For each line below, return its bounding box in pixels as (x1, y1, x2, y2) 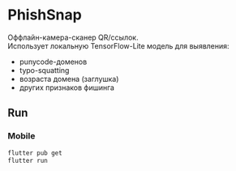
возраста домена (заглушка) (19, 74, 119, 83)
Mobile (7, 130, 36, 142)
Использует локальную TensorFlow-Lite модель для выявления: (7, 41, 230, 50)
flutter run (7, 156, 48, 165)
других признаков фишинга (19, 83, 115, 92)
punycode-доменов (19, 57, 88, 66)
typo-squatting (19, 65, 70, 75)
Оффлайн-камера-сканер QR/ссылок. (7, 32, 139, 42)
